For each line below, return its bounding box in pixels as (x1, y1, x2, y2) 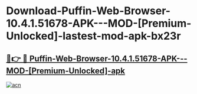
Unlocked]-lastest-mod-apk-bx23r (6, 30, 181, 43)
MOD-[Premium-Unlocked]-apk (6, 66, 126, 76)
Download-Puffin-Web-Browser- (6, 4, 171, 18)
